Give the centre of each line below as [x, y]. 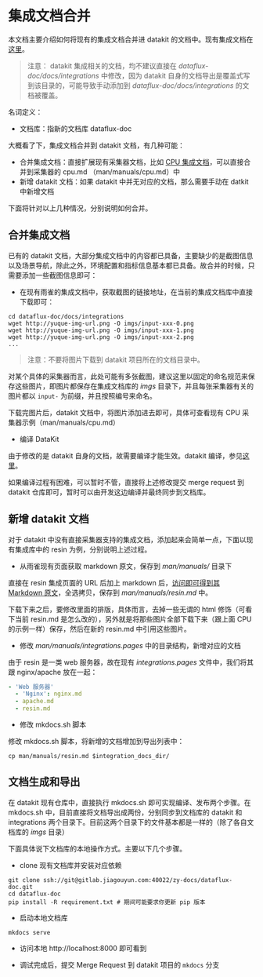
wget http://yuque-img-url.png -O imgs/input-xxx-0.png [101, 323]
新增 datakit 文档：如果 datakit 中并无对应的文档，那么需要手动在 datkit [134, 181]
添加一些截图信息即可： [59, 275]
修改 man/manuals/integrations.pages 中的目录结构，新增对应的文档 [130, 645]
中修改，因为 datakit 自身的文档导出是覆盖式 [172, 75]
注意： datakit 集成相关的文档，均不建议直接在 [102, 66]
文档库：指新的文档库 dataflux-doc [76, 128]
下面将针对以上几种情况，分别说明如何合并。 [80, 208]
